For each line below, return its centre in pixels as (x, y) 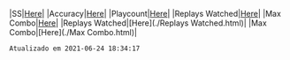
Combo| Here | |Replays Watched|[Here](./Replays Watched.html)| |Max (138, 23)
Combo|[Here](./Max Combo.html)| (73, 32)
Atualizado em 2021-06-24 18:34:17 (75, 49)
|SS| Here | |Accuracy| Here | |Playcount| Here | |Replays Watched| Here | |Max (145, 14)
